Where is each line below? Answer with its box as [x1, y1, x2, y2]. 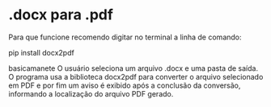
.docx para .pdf [8, 6, 113, 24]
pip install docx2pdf [8, 47, 74, 57]
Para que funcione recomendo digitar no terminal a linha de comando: [8, 32, 242, 42]
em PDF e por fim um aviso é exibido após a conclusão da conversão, [8, 80, 241, 90]
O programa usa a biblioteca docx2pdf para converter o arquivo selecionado [8, 72, 264, 81]
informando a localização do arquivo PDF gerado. [8, 88, 174, 98]
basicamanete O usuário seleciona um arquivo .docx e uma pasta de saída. [8, 63, 259, 73]
